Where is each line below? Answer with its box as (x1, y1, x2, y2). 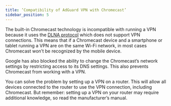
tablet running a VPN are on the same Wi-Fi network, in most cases (5, 42, 147, 48)
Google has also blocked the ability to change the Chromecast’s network (5, 58, 158, 64)
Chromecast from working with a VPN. (5, 68, 86, 74)
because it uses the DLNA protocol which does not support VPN (5, 32, 140, 38)
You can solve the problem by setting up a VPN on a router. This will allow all (5, 78, 166, 85)
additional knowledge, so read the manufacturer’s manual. (5, 95, 128, 101)
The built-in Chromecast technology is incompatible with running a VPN (5, 26, 157, 32)
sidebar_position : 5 (5, 12, 50, 17)
